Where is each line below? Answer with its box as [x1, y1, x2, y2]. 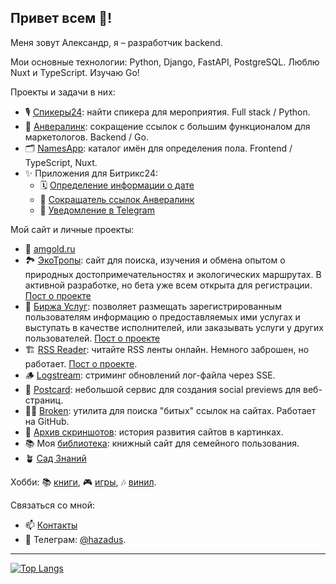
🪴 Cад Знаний [24, 452, 87, 464]
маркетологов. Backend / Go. [24, 131, 149, 143]
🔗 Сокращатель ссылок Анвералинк [39, 193, 195, 205]
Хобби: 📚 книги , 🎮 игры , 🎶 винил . [10, 476, 157, 488]
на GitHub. [24, 415, 70, 427]
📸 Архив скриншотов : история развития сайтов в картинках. [24, 426, 284, 438]
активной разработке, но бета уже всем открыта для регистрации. [24, 279, 313, 291]
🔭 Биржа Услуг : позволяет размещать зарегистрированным [24, 300, 282, 312]
